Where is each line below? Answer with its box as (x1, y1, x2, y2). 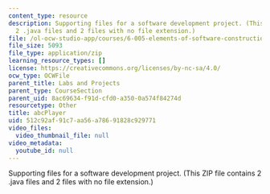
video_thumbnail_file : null (15, 131, 110, 139)
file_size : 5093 (8, 42, 63, 50)
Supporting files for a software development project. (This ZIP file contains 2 (8, 168, 262, 178)
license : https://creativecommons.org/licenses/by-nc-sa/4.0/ (8, 64, 221, 72)
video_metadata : (8, 138, 63, 147)
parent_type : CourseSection (8, 86, 103, 95)
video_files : (8, 124, 52, 132)
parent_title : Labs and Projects (8, 79, 121, 87)
